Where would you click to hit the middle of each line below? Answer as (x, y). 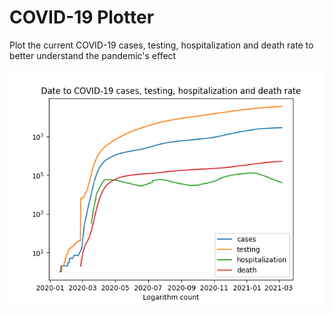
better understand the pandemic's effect (93, 55)
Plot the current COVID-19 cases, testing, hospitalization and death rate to (161, 45)
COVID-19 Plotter (82, 17)
